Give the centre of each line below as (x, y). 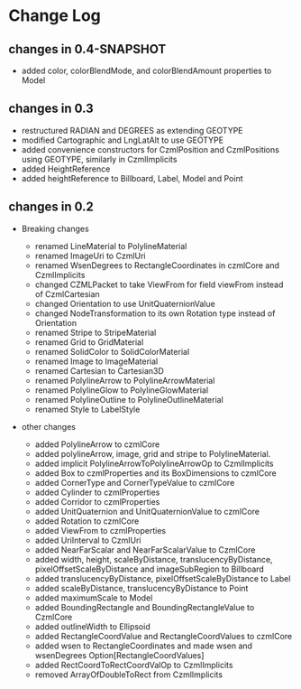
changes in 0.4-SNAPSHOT (87, 49)
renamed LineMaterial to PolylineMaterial (111, 246)
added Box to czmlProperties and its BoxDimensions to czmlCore (155, 473)
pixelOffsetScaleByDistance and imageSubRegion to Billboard (150, 569)
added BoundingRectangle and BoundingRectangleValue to (145, 607)
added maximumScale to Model (94, 598)
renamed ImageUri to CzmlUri (90, 256)
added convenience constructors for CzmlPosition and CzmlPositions (150, 149)
